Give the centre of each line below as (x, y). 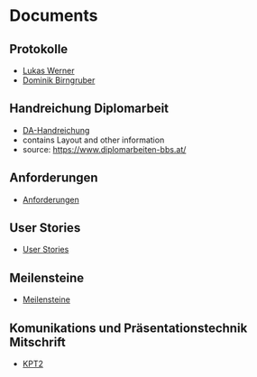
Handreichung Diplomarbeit (89, 109)
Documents (54, 16)
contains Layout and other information (93, 140)
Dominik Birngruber (59, 80)
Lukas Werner (48, 70)
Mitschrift (37, 342)
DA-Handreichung (56, 130)
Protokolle (39, 49)
